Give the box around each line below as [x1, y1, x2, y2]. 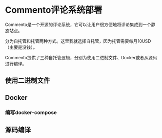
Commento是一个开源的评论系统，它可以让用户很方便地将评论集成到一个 [5, 22, 151, 27]
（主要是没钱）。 [5, 44, 38, 50]
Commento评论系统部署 [5, 4, 102, 16]
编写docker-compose [5, 109, 57, 115]
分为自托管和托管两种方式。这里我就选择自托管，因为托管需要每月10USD [5, 38, 151, 44]
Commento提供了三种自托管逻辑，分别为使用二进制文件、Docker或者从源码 [5, 54, 157, 60]
